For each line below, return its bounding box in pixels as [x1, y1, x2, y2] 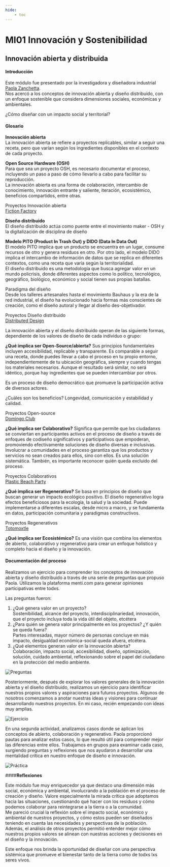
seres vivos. [5, 857, 30, 863]
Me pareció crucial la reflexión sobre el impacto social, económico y [5, 809, 148, 815]
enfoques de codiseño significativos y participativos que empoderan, [5, 436, 150, 443]
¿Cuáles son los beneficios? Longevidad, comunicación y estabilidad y [5, 395, 153, 401]
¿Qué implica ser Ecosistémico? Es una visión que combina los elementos [5, 535, 162, 541]
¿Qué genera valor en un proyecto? [12, 605, 87, 611]
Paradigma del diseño [5, 286, 51, 293]
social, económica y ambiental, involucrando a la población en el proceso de [5, 787, 165, 794]
